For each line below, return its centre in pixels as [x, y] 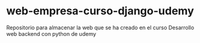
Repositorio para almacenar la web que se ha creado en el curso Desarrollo [100, 27]
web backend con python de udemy [51, 33]
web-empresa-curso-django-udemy [100, 11]
